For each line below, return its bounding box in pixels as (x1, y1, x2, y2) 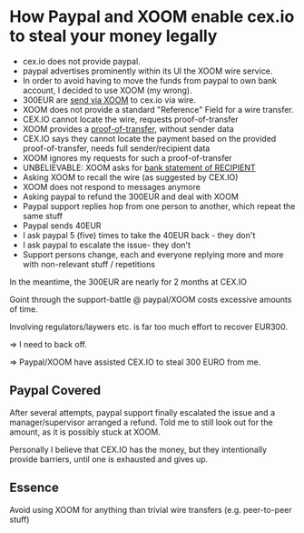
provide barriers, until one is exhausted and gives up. (9, 453, 209, 465)
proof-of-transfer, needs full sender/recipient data (22, 143, 211, 154)
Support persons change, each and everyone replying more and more (22, 248, 284, 260)
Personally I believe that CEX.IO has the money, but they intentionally (9, 444, 268, 455)
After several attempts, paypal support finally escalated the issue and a (9, 407, 275, 417)
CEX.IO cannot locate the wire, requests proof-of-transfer (22, 114, 239, 125)
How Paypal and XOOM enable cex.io (9, 6, 295, 27)
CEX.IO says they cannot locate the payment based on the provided (22, 133, 277, 144)
